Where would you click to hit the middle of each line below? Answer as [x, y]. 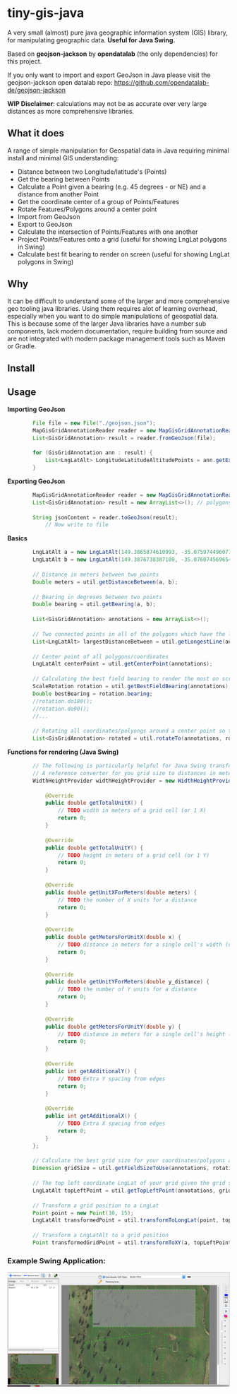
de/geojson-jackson [36, 90]
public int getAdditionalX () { [91, 1116]
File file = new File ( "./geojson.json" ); [95, 423]
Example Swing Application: [56, 1260]
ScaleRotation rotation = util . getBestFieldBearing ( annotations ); [132, 687]
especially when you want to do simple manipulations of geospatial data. [113, 316]
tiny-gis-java [46, 13]
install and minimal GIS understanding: [63, 158]
